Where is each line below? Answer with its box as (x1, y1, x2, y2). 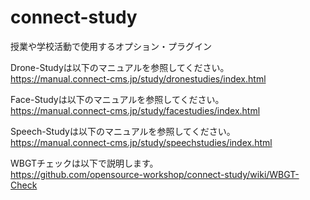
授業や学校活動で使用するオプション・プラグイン (10, 40, 212, 52)
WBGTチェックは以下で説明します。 (10, 157, 159, 169)
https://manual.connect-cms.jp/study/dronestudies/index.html (10, 72, 267, 85)
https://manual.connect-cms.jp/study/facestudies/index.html (10, 104, 261, 116)
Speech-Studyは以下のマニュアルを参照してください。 (10, 125, 236, 137)
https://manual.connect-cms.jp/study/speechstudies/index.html (10, 136, 273, 148)
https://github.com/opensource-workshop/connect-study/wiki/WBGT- (10, 168, 300, 180)
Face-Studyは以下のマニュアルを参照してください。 (10, 93, 225, 105)
